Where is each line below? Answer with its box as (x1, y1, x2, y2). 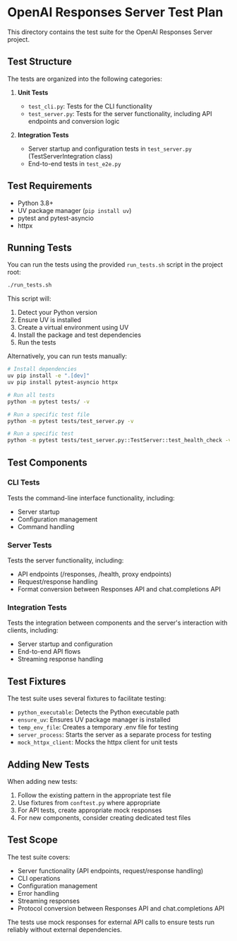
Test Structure (7, 56, 73, 68)
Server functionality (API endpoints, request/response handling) (17, 866, 204, 874)
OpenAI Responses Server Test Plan (7, 4, 224, 21)
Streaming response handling (17, 655, 104, 664)
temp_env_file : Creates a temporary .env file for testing (17, 723, 178, 732)
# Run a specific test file (7, 411, 90, 418)
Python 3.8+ (17, 199, 54, 207)
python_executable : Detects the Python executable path (17, 708, 180, 717)
